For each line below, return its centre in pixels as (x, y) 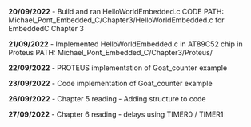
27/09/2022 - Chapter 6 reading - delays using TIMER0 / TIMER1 (116, 114)
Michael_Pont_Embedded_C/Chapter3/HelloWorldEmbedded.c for (117, 20)
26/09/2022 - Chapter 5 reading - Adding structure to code (107, 99)
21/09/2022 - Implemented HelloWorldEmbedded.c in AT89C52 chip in (125, 44)
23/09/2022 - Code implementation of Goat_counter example (111, 83)
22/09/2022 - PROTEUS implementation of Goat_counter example (118, 68)
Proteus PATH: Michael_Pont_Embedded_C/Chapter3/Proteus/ (111, 52)
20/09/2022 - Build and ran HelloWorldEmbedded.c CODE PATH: (116, 12)
